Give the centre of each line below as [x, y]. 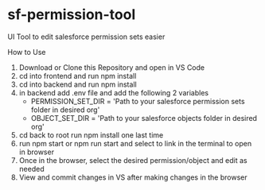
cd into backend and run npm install [78, 84]
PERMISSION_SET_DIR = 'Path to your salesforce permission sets [138, 101]
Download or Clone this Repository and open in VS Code [111, 67]
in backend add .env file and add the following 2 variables [113, 92]
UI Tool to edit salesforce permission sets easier [86, 37]
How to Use [27, 52]
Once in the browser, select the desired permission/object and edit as [133, 160]
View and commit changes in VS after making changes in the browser [133, 177]
